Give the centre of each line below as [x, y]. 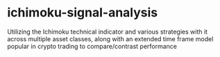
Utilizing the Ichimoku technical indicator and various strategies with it [108, 32]
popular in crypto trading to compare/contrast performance [92, 46]
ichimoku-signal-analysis [83, 13]
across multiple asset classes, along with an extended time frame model [110, 38]
